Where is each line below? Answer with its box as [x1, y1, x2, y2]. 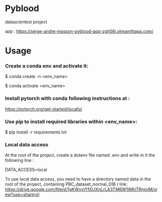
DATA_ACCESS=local [5, 167, 47, 172]
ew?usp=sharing [5, 192, 39, 198]
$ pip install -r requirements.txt [5, 129, 67, 135]
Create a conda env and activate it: [5, 62, 88, 69]
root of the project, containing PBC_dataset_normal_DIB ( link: [5, 181, 128, 187]
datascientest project [5, 19, 47, 25]
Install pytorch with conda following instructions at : [5, 95, 130, 102]
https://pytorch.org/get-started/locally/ [5, 106, 83, 112]
